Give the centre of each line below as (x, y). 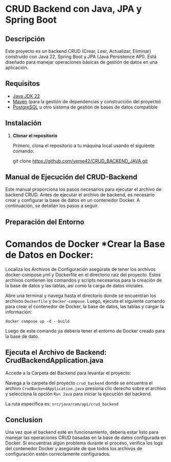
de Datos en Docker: (49, 255)
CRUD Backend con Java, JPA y (74, 9)
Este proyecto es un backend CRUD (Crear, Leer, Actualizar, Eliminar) (78, 51)
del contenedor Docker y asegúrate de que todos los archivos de (74, 449)
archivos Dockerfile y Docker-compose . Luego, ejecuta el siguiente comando (85, 301)
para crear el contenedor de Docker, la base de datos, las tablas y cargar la (85, 306)
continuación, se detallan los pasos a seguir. (52, 206)
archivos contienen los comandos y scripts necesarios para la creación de (84, 280)
